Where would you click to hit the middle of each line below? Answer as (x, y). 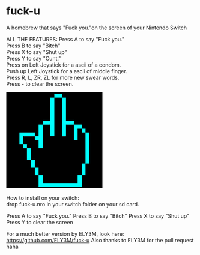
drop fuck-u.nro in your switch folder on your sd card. (73, 204)
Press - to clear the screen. (40, 84)
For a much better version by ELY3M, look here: (65, 234)
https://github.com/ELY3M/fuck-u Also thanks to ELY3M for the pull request (100, 240)
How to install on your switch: (43, 198)
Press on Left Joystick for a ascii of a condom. (64, 65)
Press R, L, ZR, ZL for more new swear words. (63, 77)
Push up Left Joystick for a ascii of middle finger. (67, 71)
